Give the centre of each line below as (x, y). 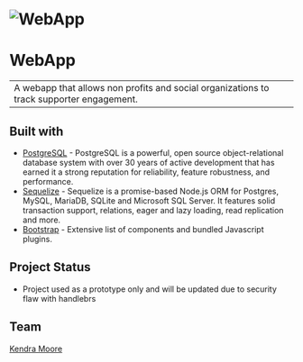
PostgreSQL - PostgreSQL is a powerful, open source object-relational (153, 152)
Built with (37, 131)
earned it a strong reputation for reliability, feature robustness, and (146, 172)
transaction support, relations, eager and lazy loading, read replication (153, 210)
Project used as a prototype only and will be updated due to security (150, 289)
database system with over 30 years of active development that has (148, 162)
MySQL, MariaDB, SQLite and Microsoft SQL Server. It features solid (149, 200)
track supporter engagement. (76, 99)
